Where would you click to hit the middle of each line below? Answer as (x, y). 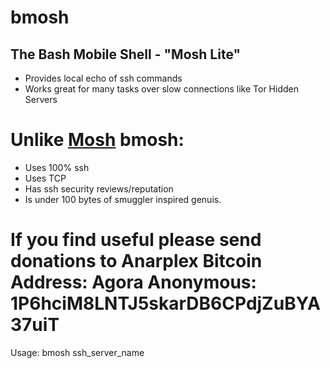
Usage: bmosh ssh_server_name (77, 352)
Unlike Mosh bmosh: (97, 140)
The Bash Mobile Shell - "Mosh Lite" (126, 54)
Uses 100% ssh (57, 167)
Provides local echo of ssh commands (103, 78)
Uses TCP (45, 178)
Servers (41, 99)
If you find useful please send (136, 240)
